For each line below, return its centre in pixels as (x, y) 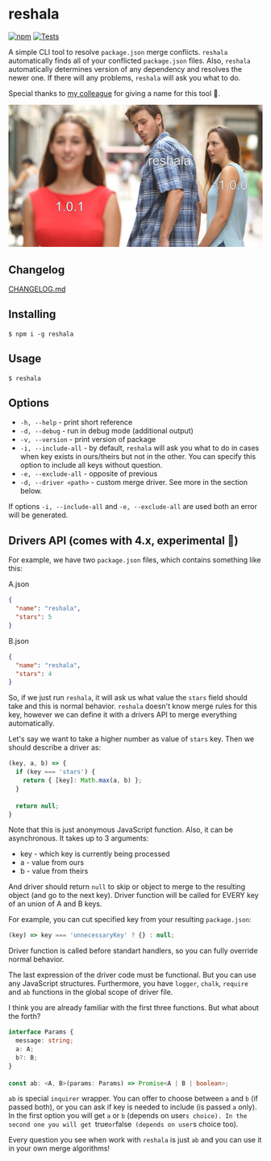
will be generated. (38, 515)
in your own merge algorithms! (59, 1148)
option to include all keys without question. (91, 466)
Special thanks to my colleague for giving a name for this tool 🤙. (114, 93)
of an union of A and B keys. (55, 904)
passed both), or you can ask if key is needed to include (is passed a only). (133, 1107)
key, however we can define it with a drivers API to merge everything (123, 715)
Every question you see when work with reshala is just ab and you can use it (135, 1140)
